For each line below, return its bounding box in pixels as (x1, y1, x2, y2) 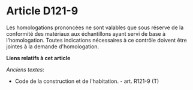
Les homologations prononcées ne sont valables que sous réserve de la (6, 24, 184, 31)
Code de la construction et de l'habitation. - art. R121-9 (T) (14, 77, 159, 85)
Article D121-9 (6, 4, 79, 18)
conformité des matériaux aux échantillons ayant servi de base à (6, 30, 166, 37)
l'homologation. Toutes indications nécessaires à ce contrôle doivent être (6, 36, 187, 44)
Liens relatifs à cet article (6, 54, 71, 61)
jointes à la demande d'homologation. (6, 43, 99, 50)
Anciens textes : (6, 66, 45, 73)
